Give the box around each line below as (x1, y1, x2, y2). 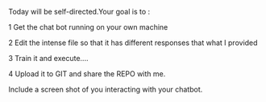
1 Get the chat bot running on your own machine (8, 22, 168, 31)
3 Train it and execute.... (8, 54, 89, 63)
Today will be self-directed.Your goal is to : (8, 7, 151, 16)
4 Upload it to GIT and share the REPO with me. (8, 69, 166, 79)
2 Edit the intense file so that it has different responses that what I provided (8, 38, 258, 47)
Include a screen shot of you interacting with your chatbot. (8, 84, 203, 94)
